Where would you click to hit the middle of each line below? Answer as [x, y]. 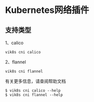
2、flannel [16, 62]
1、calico [14, 43]
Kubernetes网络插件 [47, 10]
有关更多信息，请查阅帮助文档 [35, 81]
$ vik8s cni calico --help [33, 91]
